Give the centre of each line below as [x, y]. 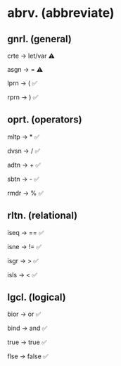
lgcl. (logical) [37, 297]
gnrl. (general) [39, 39]
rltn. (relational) [43, 216]
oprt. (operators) [45, 120]
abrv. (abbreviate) [61, 13]
